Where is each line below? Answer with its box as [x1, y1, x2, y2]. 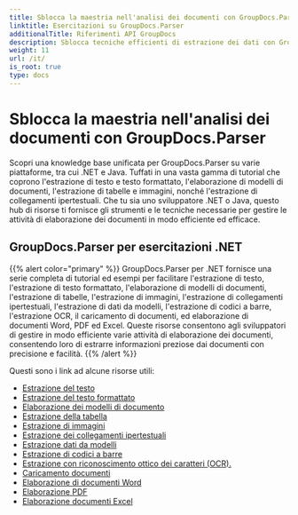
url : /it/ [9, 54, 46, 63]
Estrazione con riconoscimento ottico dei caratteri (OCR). [21, 458, 232, 469]
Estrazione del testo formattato [21, 392, 136, 402]
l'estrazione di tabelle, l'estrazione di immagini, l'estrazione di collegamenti [9, 291, 284, 302]
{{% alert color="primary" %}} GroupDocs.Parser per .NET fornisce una [9, 263, 272, 273]
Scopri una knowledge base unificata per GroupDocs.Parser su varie [9, 157, 261, 168]
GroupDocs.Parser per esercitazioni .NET [9, 240, 243, 255]
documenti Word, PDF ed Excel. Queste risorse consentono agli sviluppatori [9, 320, 286, 330]
